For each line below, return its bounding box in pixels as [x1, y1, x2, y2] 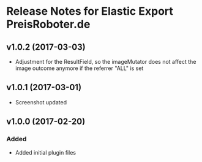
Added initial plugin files [15, 148, 77, 156]
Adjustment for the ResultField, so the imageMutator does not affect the [15, 58, 196, 65]
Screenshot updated [15, 98, 67, 106]
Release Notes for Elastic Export [6, 4, 173, 18]
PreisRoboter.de [6, 17, 91, 31]
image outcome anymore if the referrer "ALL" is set [15, 64, 144, 72]
